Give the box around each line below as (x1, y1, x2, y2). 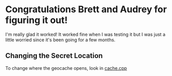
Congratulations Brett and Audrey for (5, 4, 167, 15)
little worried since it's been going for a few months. (5, 37, 116, 43)
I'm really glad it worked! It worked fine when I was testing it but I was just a (5, 31, 166, 37)
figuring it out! (5, 14, 68, 26)
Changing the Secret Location (5, 52, 103, 60)
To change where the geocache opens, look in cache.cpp (5, 65, 127, 71)
